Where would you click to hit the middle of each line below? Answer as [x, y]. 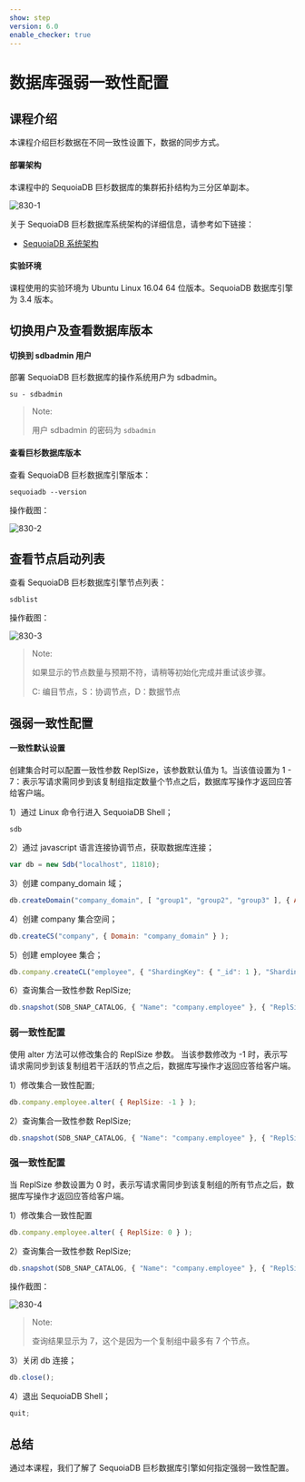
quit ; [20, 1414]
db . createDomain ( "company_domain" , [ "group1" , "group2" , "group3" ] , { [150, 900]
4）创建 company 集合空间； [64, 919]
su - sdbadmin [36, 395]
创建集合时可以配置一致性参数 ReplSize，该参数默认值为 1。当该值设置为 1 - [151, 770]
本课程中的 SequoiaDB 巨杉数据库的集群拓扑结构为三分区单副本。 [132, 187]
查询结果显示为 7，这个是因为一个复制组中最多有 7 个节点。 [143, 1341]
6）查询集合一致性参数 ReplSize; [70, 990]
